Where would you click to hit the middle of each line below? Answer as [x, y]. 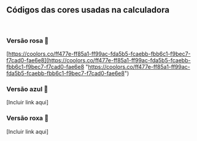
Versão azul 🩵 [27, 89]
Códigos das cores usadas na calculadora [88, 10]
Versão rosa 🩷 [28, 40]
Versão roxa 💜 [28, 118]
